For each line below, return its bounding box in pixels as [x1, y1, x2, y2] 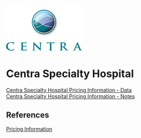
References [6, 110, 49, 120]
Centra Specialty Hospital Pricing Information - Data [6, 87, 132, 94]
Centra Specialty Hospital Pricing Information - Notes [6, 93, 135, 100]
